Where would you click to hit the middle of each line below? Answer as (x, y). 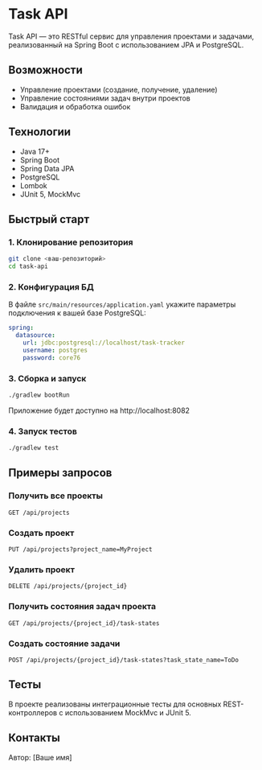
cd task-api (28, 266)
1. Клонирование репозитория (71, 242)
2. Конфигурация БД (51, 286)
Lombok (34, 185)
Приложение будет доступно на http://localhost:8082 (99, 410)
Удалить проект (41, 570)
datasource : (36, 336)
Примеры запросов (60, 473)
